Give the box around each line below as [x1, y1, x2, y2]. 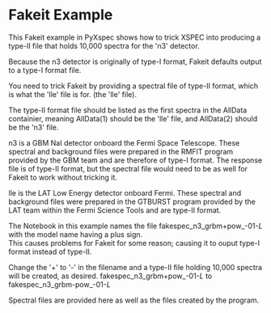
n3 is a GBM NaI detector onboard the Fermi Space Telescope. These [8, 137, 240, 147]
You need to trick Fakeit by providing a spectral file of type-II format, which [8, 81, 259, 91]
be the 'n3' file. [8, 122, 59, 132]
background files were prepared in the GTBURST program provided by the [8, 197, 256, 206]
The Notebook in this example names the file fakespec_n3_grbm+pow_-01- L [8, 221, 263, 231]
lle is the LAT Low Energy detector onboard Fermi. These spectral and [8, 188, 242, 197]
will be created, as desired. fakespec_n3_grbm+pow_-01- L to [8, 271, 213, 281]
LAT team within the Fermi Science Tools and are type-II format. [8, 205, 222, 215]
